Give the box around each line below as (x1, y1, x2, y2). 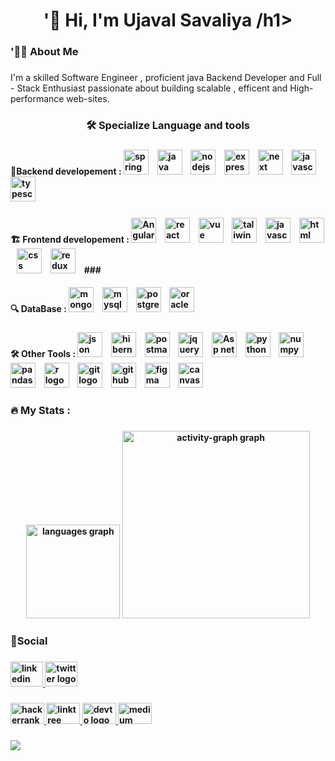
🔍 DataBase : (10, 303, 67, 315)
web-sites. (66, 93, 110, 105)
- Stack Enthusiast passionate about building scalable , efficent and (10, 82, 288, 94)
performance (10, 93, 65, 105)
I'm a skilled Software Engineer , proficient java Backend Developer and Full (10, 72, 322, 84)
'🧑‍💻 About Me (10, 45, 79, 59)
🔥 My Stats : (10, 404, 71, 418)
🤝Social (10, 634, 48, 648)
